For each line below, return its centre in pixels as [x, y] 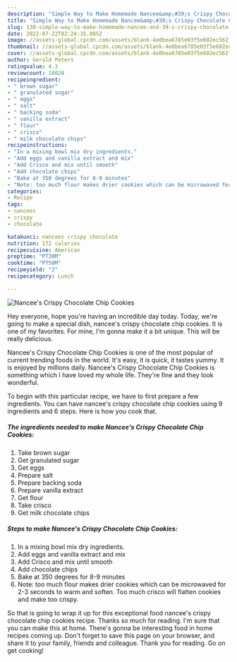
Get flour [30, 497]
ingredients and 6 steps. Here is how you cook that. [82, 411]
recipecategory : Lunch [41, 276]
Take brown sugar [44, 452]
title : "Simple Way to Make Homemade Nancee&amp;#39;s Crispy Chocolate [116, 20]
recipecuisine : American [44, 250]
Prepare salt [35, 475]
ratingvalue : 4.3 [33, 66]
